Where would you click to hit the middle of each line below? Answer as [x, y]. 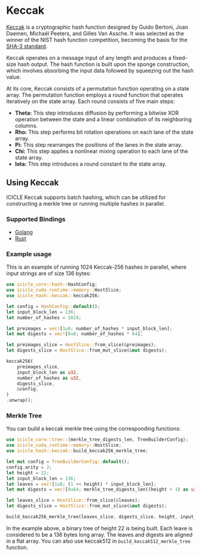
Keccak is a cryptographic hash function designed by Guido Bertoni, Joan [97, 27]
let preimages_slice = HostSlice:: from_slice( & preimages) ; [81, 345]
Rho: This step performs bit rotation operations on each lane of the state [104, 132]
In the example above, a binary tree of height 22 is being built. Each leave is [100, 528]
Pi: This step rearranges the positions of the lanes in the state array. [98, 145]
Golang [24, 232]
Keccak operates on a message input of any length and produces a [89, 58]
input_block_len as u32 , [48, 372]
